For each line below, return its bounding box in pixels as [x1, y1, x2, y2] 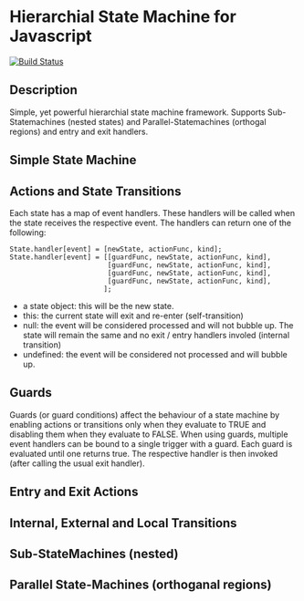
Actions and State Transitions [9, 183, 182, 199]
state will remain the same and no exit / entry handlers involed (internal [22, 329, 290, 340]
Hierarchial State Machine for [9, 6, 237, 27]
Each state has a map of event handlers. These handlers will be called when [9, 207, 295, 218]
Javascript [9, 26, 93, 47]
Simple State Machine [9, 152, 137, 168]
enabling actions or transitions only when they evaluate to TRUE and [9, 419, 267, 430]
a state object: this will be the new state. [22, 300, 174, 311]
